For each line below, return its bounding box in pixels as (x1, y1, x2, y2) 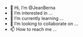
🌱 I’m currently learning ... (10, 15, 64, 21)
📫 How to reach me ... (10, 26, 57, 32)
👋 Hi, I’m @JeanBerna (10, 5, 55, 10)
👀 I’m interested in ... (10, 10, 53, 16)
